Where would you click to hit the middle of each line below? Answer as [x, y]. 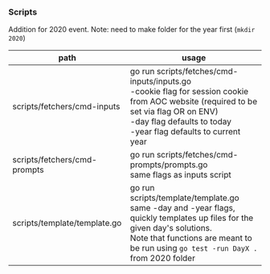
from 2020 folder [162, 258]
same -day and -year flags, [182, 208]
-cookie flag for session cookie [189, 92]
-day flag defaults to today [180, 121]
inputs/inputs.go [160, 81]
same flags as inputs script [180, 175]
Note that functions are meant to [191, 238]
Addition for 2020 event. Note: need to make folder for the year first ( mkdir [132, 30]
